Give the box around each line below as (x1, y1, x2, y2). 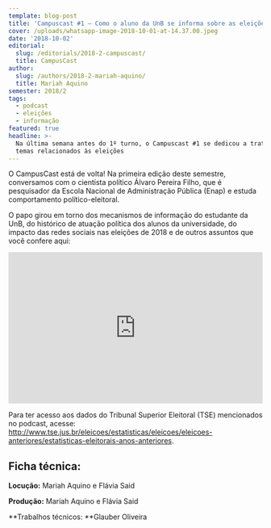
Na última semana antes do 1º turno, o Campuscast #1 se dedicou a (15, 139, 248, 148)
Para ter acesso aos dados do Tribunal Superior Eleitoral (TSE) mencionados (8, 410, 263, 420)
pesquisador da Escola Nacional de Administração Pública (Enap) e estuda (8, 186, 256, 196)
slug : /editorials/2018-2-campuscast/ (15, 49, 147, 57)
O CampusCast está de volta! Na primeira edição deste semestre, (8, 169, 226, 178)
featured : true (8, 124, 60, 132)
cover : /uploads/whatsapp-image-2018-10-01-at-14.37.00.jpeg (8, 27, 219, 35)
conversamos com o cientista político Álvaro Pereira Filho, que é (8, 178, 222, 187)
